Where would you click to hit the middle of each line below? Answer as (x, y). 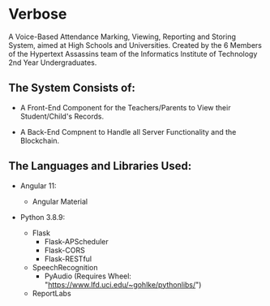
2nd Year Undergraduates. (53, 62)
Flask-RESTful (68, 259)
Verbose (38, 14)
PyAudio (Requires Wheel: (88, 276)
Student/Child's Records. (62, 116)
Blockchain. (39, 140)
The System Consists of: (72, 88)
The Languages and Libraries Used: (100, 166)
